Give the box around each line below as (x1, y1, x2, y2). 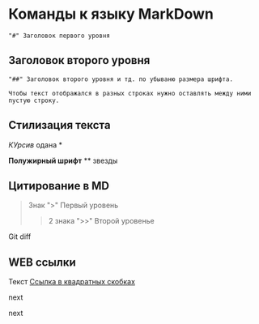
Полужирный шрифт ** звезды (8, 156, 118, 165)
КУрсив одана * (8, 139, 63, 150)
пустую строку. (8, 96, 60, 104)
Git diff (8, 232, 32, 241)
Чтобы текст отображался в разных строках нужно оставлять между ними (8, 89, 252, 97)
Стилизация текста (8, 118, 111, 132)
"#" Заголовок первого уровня (8, 32, 111, 40)
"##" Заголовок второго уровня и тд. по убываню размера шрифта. (8, 75, 233, 83)
